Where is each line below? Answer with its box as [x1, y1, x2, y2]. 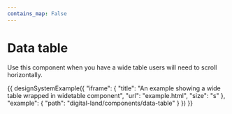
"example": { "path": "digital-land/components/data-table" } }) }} [7, 99, 194, 107]
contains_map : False [7, 10, 68, 17]
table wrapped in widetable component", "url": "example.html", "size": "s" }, [7, 91, 226, 99]
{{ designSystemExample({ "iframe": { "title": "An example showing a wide [7, 84, 222, 92]
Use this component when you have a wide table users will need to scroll [7, 63, 217, 72]
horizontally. [7, 70, 43, 79]
